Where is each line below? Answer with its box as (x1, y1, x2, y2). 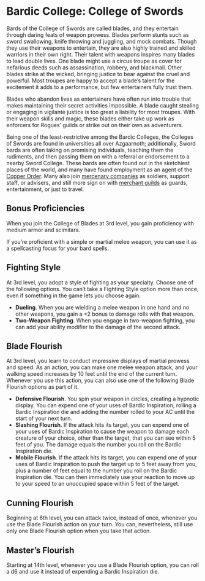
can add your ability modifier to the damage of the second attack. (15, 323, 181, 330)
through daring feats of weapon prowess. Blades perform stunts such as (6, 31, 189, 38)
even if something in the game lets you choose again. (6, 292, 141, 299)
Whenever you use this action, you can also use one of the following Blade (6, 376, 195, 384)
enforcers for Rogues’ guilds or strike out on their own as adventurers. (6, 121, 184, 128)
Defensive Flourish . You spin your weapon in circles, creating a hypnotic (15, 395, 199, 403)
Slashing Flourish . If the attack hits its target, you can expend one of (15, 421, 190, 429)
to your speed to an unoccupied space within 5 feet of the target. (15, 480, 180, 488)
